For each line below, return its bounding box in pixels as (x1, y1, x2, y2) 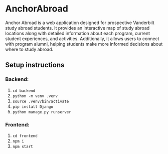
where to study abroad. (5, 46, 54, 52)
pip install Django (12, 104, 54, 109)
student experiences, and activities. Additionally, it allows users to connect (5, 36, 159, 42)
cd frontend (12, 133, 38, 138)
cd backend (12, 88, 36, 93)
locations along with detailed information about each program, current (5, 30, 150, 36)
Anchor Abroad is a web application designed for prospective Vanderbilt (5, 20, 154, 26)
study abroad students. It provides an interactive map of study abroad (5, 25, 150, 31)
